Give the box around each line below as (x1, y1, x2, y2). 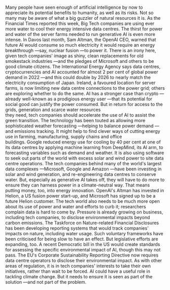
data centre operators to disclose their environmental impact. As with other (5, 258, 162, 263)
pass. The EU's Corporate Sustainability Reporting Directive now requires (5, 252, 159, 258)
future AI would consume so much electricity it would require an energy (5, 42, 155, 48)
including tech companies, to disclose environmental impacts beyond (5, 214, 150, 220)
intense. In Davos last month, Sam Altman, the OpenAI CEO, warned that (5, 37, 156, 43)
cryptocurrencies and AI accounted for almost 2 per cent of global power (5, 69, 158, 75)
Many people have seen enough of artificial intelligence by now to (5, 5, 143, 10)
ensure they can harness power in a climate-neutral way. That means (5, 182, 150, 188)
